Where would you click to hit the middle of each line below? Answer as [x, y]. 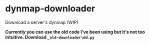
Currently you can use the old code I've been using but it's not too [75, 32]
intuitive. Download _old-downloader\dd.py [50, 37]
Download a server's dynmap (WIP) [42, 22]
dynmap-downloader [50, 9]
